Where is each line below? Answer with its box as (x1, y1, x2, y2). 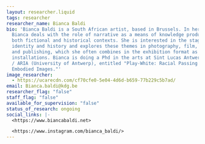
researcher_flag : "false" (6, 89, 72, 95)
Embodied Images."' (12, 66, 62, 72)
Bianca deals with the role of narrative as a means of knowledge (12, 32, 184, 38)
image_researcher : (6, 72, 53, 78)
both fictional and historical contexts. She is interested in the (12, 37, 187, 44)
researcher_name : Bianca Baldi (6, 20, 86, 26)
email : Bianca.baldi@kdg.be (6, 83, 78, 89)
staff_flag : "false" (6, 94, 59, 100)
